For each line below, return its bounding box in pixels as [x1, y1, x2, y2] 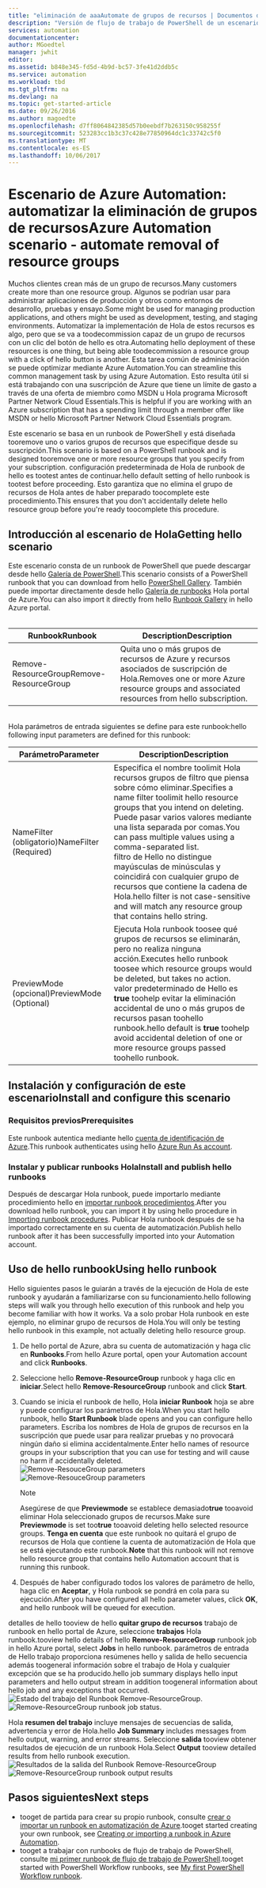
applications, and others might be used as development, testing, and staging [8, 313, 258, 322]
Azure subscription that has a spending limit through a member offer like [8, 405, 245, 415]
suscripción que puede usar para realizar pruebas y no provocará [19, 1430, 234, 1440]
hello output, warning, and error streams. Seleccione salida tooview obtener [8, 1734, 257, 1744]
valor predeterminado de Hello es [113, 983, 238, 993]
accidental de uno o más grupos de [113, 1003, 245, 1013]
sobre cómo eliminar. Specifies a [113, 782, 234, 792]
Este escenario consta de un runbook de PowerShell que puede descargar [8, 561, 251, 570]
